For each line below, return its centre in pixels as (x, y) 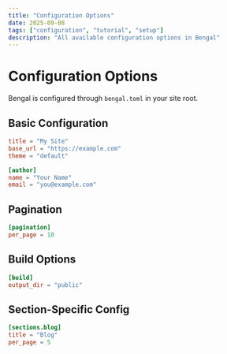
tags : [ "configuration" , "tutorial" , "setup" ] (86, 30)
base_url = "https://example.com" (65, 148)
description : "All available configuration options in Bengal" (114, 37)
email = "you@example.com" (52, 185)
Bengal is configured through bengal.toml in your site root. (103, 99)
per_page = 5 (30, 342)
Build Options (42, 260)
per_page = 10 (32, 235)
